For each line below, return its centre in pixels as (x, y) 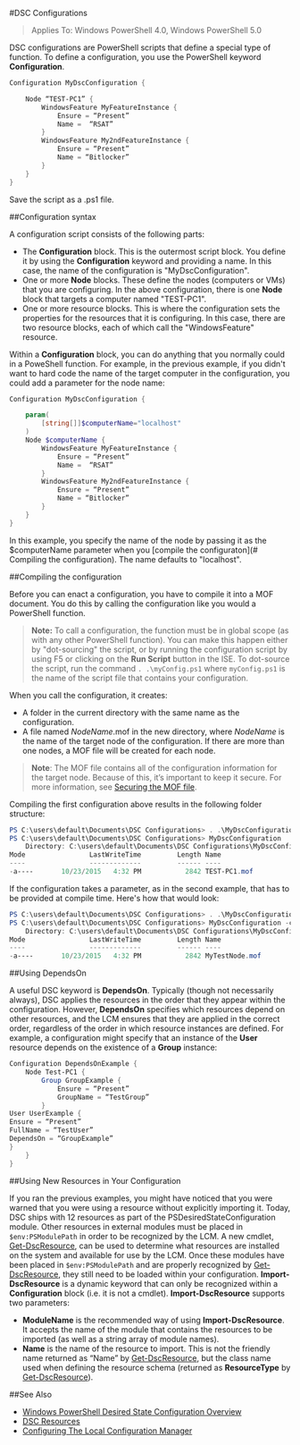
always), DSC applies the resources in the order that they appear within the (147, 1000)
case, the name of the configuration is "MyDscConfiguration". (136, 270)
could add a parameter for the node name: (87, 383)
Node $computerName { (65, 440)
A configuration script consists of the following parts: (107, 234)
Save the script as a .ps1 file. (62, 199)
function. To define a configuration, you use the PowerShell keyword (135, 57)
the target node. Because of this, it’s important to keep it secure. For (156, 777)
